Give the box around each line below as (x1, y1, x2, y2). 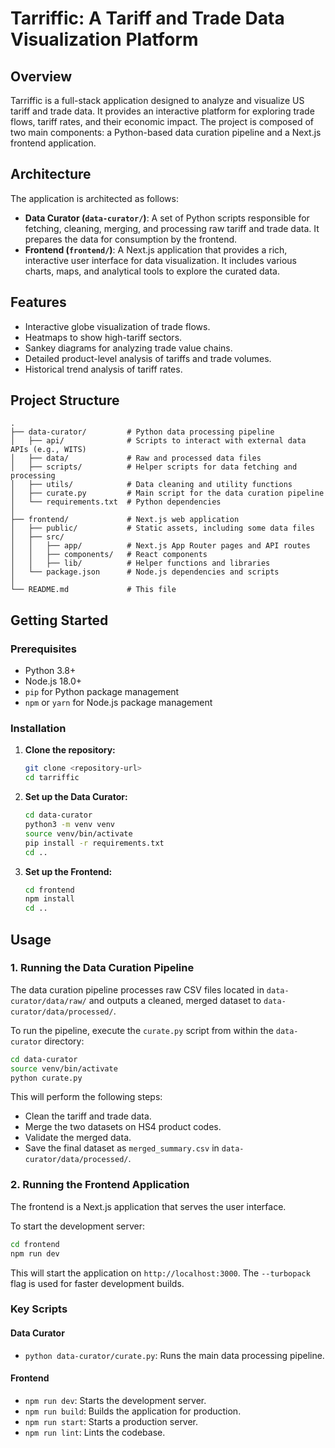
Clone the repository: (24, 744, 116, 756)
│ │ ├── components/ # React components (10, 550, 208, 560)
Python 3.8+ (24, 665, 77, 677)
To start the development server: (10, 1220, 146, 1232)
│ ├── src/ (10, 532, 65, 542)
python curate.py (10, 1073, 83, 1083)
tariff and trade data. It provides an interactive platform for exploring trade (10, 105, 315, 117)
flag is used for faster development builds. (10, 1277, 185, 1289)
